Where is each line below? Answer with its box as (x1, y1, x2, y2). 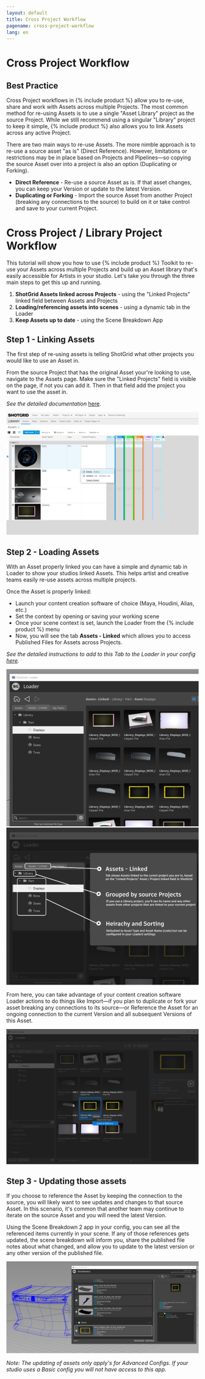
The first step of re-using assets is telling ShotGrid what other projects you (6, 351, 194, 357)
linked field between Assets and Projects (15, 297, 118, 305)
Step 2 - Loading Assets (6, 547, 99, 557)
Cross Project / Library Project (6, 226, 163, 240)
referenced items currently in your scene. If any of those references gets (6, 1230, 189, 1237)
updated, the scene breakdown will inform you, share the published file (6, 1237, 185, 1244)
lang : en (6, 29, 29, 35)
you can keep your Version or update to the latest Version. (15, 185, 162, 192)
